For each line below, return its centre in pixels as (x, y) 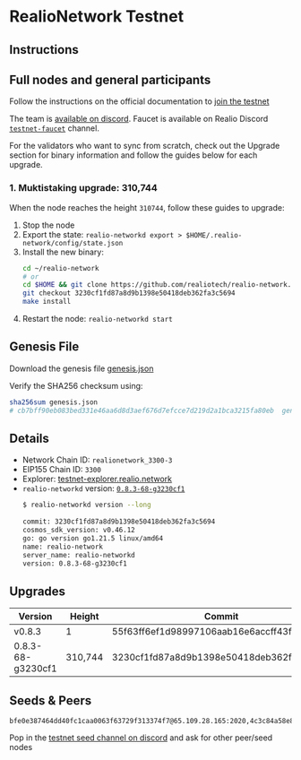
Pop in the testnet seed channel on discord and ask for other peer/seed (141, 738)
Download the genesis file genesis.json (82, 368)
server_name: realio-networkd (79, 555)
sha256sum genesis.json (54, 402)
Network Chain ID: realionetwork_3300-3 (97, 460)
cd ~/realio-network (60, 268)
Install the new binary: (63, 252)
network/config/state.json (73, 243)
